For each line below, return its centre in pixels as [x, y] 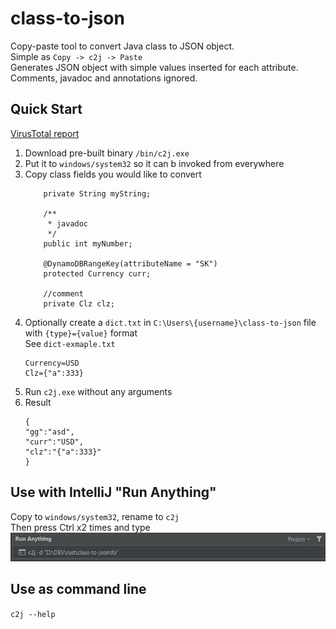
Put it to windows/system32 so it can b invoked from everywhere [154, 163]
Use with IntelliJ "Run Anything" [113, 492]
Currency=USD [52, 363]
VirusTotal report [45, 133]
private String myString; [97, 193]
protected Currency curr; [97, 273]
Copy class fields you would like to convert [113, 174]
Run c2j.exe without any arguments [98, 391]
